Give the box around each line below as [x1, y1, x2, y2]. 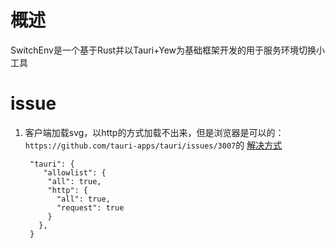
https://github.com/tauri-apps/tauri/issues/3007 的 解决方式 [24, 139, 283, 151]
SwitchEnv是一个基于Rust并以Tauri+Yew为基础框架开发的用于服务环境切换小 [10, 44, 326, 56]
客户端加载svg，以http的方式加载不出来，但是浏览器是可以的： [24, 126, 285, 138]
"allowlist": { [43, 167, 107, 178]
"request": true [56, 202, 125, 213]
